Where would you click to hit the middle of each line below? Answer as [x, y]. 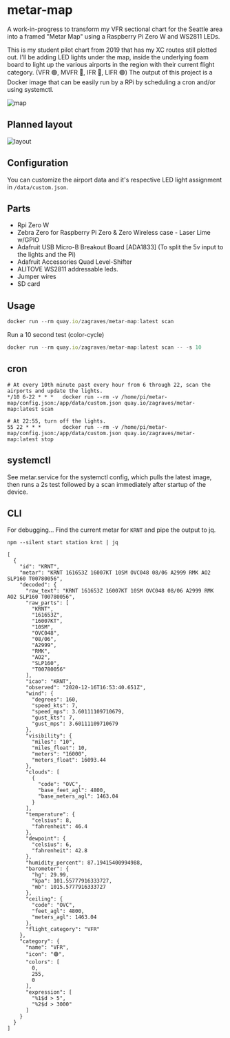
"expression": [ [49, 992]
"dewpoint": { [46, 839]
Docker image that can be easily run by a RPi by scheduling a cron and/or [111, 82]
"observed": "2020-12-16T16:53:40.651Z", [86, 688]
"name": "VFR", [47, 948]
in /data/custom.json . [38, 187]
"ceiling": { [44, 899]
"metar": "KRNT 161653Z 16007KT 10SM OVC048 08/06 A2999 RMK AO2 [115, 573]
